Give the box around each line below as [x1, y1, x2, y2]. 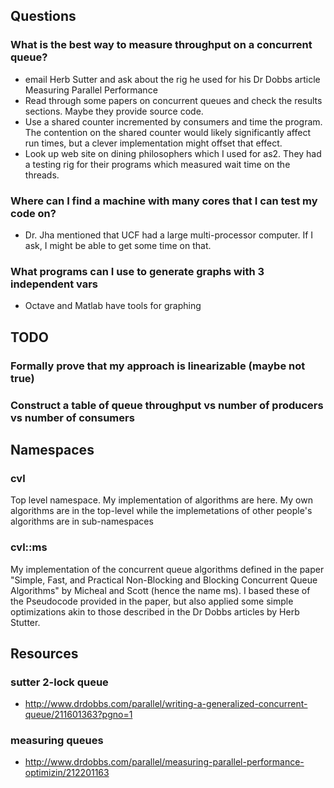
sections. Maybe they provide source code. [24, 105, 204, 117]
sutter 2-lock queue [10, 675, 109, 689]
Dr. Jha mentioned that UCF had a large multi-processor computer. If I [24, 229, 314, 241]
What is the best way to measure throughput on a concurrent [10, 38, 313, 52]
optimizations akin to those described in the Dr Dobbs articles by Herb [10, 605, 300, 618]
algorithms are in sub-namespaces [10, 515, 154, 528]
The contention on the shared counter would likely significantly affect [24, 126, 311, 138]
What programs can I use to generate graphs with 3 [10, 264, 265, 278]
